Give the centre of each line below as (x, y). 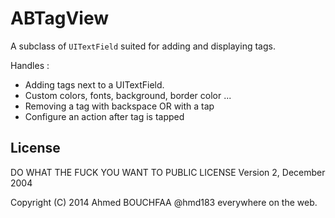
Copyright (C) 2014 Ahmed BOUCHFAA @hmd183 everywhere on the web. (164, 202)
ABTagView (60, 18)
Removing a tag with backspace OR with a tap (119, 106)
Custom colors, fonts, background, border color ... (128, 95)
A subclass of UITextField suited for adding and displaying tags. (143, 46)
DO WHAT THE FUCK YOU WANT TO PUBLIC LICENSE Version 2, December (168, 172)
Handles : (30, 65)
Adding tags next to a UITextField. (94, 84)
